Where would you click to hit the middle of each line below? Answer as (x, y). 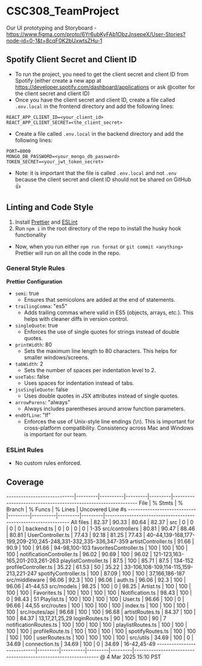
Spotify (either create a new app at (58, 80)
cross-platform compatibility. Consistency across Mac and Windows (109, 428)
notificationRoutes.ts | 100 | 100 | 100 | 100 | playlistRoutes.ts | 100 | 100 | (97, 624)
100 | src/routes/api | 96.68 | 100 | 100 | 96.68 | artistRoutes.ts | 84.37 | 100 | (101, 612)
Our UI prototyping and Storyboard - (52, 28)
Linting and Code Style (50, 207)
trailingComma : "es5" (41, 306)
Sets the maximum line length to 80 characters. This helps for (100, 350)
